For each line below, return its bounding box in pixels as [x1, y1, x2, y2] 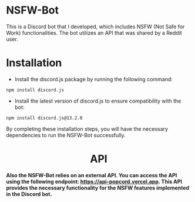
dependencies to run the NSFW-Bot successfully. [6, 131, 126, 138]
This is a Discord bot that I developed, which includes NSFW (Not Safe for [6, 23, 185, 30]
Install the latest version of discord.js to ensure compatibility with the [14, 97, 181, 104]
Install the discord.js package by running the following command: [14, 75, 173, 82]
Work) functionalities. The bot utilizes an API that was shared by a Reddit [6, 29, 182, 36]
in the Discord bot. [6, 190, 52, 197]
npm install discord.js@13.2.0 [6, 115, 83, 121]
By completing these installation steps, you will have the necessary [6, 125, 169, 133]
